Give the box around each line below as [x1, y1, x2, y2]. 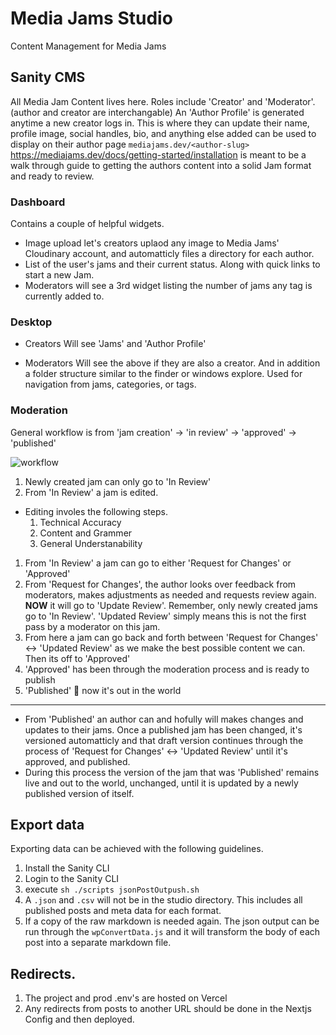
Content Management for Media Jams [10, 40, 167, 52]
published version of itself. [24, 787, 135, 799]
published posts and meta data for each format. [24, 905, 222, 917]
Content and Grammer [39, 527, 133, 539]
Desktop [10, 315, 53, 329]
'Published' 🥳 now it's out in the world [24, 684, 182, 696]
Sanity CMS [10, 69, 86, 86]
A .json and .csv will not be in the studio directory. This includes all [24, 894, 303, 906]
